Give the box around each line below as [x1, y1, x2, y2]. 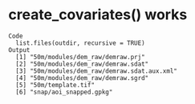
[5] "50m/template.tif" [15, 81, 95, 89]
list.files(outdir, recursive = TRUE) [15, 38, 146, 47]
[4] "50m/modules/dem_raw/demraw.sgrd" [15, 74, 149, 82]
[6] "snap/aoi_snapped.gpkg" [15, 88, 113, 96]
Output [8, 46, 30, 54]
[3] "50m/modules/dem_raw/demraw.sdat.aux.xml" [15, 66, 178, 75]
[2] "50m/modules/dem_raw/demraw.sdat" [15, 60, 149, 68]
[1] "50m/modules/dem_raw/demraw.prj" [15, 53, 146, 61]
